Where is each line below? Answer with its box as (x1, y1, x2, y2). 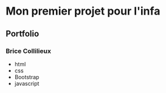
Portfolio (5, 29, 40, 39)
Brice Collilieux (5, 47, 51, 55)
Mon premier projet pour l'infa (5, 4, 161, 18)
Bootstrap (14, 73, 40, 80)
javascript (14, 80, 40, 87)
